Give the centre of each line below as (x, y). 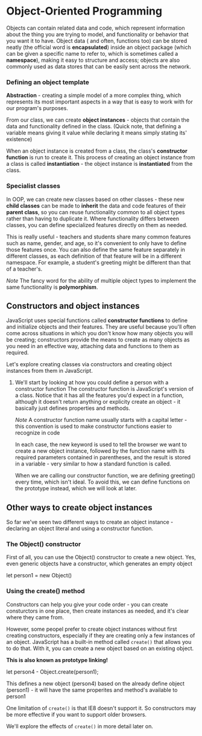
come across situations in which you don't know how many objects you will (99, 333)
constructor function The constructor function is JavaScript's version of (104, 389)
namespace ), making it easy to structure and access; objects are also (93, 60)
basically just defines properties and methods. (73, 408)
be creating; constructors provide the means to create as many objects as (98, 340)
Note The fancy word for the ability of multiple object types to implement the (101, 280)
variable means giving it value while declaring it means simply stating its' (96, 133)
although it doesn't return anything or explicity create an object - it (98, 402)
